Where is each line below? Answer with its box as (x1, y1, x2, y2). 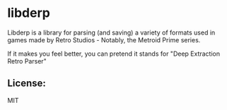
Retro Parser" (7, 56, 47, 65)
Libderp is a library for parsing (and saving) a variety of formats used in (7, 28, 216, 37)
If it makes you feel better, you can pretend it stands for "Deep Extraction (7, 49, 221, 58)
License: (7, 78, 46, 90)
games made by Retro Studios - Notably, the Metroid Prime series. (7, 35, 201, 44)
